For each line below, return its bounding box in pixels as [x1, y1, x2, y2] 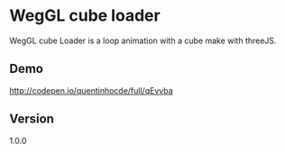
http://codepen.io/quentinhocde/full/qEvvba [9, 85, 173, 95]
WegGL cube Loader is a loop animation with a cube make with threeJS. [9, 35, 277, 46]
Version [9, 112, 54, 127]
